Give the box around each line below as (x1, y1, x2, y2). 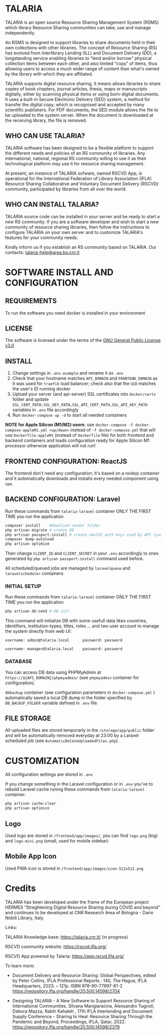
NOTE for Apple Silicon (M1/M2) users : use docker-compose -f (5, 422, 133, 428)
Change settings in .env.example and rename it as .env (12, 370, 124, 376)
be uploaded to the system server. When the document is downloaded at (5, 112, 154, 118)
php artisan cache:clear (5, 801, 56, 806)
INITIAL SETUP (5, 583, 41, 590)
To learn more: (5, 963, 35, 969)
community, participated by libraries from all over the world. (5, 186, 127, 192)
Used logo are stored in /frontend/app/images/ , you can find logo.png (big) (5, 832, 158, 839)
